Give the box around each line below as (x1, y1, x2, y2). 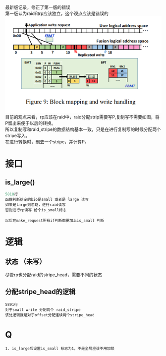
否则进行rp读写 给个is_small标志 (5, 208, 67, 213)
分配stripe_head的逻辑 (5, 288, 76, 296)
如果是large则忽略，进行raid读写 (5, 202, 66, 207)
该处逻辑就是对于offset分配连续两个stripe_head (5, 312, 95, 317)
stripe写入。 (5, 133, 30, 139)
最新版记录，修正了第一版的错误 (5, 4, 70, 10)
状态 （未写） (5, 257, 46, 266)
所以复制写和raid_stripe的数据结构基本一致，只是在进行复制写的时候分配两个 (5, 126, 161, 132)
